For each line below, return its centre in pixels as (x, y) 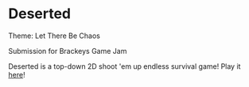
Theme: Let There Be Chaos (54, 36)
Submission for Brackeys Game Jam (68, 51)
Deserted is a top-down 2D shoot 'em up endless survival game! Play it (124, 66)
